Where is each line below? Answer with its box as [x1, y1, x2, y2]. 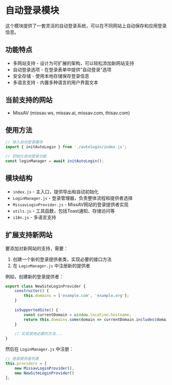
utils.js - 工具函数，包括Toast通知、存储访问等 [12, 208, 115, 214]
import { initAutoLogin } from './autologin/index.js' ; [5, 145, 127, 150]
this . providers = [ [5, 361, 47, 366]
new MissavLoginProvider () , [14, 366, 74, 371]
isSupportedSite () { [14, 307, 58, 313]
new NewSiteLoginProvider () [14, 370, 74, 376]
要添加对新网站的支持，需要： [5, 245, 68, 251]
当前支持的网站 [5, 96, 53, 105]
